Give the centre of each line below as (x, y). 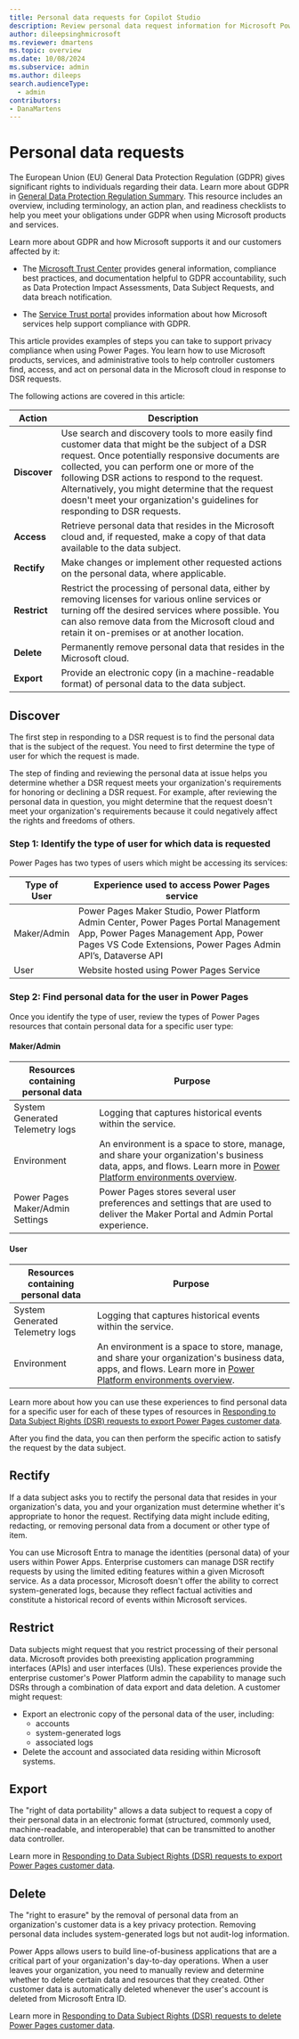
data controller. (37, 1839)
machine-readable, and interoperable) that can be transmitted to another (142, 1830)
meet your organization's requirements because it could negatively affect (143, 811)
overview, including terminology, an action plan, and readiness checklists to (148, 206)
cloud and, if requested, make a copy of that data (164, 537)
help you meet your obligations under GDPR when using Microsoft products (148, 216)
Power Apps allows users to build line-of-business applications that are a (143, 1952)
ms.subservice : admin (49, 68)
